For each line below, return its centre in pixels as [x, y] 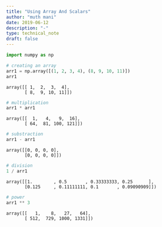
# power [16, 197]
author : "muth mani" [32, 17]
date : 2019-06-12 [27, 22]
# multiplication [27, 103]
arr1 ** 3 [18, 203]
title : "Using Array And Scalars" [49, 11]
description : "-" [27, 28]
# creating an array [32, 65]
